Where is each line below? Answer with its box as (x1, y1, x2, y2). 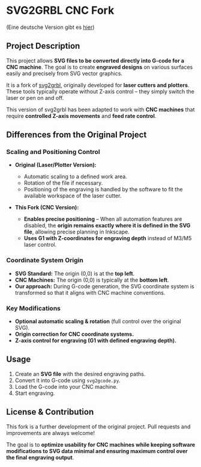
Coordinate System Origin (6, 256, 84, 265)
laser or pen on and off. (6, 94, 64, 101)
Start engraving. (14, 389, 55, 397)
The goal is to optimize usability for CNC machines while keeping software (6, 441, 196, 448)
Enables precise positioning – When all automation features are (23, 215, 182, 223)
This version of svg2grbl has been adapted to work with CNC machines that (6, 106, 195, 113)
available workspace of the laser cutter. (23, 192, 122, 199)
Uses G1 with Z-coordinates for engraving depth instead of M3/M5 (23, 235, 192, 242)
